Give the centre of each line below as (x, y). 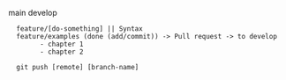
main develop (33, 13)
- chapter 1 (62, 44)
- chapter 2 (62, 52)
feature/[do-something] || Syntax (79, 29)
